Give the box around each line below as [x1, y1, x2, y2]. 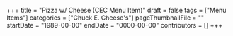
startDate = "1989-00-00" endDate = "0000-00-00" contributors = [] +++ [6, 21, 223, 29]
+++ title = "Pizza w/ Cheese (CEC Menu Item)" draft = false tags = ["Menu [6, 6, 227, 14]
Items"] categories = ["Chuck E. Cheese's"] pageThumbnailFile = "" [6, 13, 205, 22]
